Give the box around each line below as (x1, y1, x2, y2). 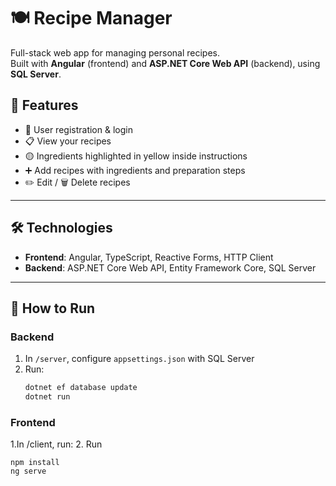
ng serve (10, 466, 47, 477)
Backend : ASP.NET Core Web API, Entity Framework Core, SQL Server (24, 261, 317, 274)
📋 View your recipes (24, 135, 112, 147)
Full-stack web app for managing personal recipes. (10, 46, 221, 59)
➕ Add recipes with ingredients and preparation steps (24, 164, 246, 176)
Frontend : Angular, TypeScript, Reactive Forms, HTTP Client (24, 251, 274, 263)
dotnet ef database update (24, 383, 138, 393)
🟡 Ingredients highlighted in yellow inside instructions (24, 150, 248, 162)
